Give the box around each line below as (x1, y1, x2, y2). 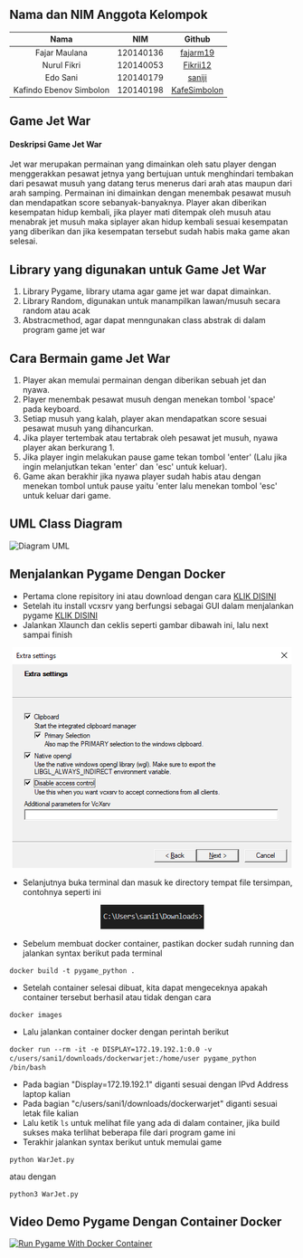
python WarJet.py (9, 1155, 75, 1164)
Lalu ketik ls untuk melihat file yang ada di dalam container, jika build (22, 1117, 280, 1128)
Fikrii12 (183, 59, 213, 71)
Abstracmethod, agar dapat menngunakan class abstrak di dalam (22, 315, 267, 326)
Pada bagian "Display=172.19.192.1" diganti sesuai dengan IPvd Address (22, 1079, 289, 1090)
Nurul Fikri (42, 59, 81, 71)
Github (184, 33, 211, 44)
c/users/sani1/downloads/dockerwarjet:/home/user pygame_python (9, 1053, 257, 1063)
